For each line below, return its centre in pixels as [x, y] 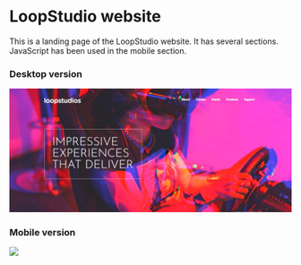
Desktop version [46, 73]
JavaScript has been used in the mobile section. [98, 50]
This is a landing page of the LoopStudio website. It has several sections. [144, 41]
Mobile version [43, 232]
